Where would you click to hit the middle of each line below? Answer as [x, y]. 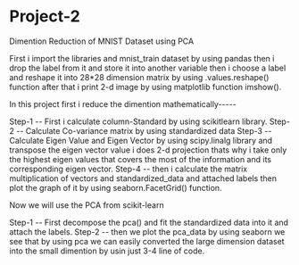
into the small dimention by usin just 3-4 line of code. [107, 251]
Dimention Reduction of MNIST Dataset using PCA [102, 41]
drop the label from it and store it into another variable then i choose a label [148, 68]
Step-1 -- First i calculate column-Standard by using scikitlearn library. [138, 121]
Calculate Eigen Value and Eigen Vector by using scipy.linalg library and [141, 140]
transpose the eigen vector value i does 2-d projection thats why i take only [148, 150]
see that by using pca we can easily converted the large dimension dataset [147, 241]
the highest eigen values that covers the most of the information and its [141, 159]
